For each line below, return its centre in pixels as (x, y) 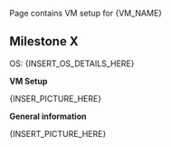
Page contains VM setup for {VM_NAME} (86, 13)
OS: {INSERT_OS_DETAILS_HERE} (72, 64)
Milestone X (44, 41)
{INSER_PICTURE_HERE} (56, 98)
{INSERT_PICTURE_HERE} (58, 133)
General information (48, 116)
